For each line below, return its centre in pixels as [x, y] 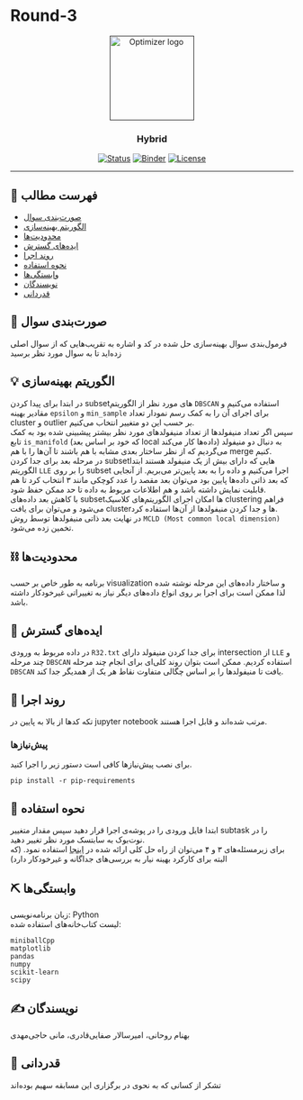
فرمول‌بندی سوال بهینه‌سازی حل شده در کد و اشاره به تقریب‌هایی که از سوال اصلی [149, 343]
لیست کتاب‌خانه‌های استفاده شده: [66, 924]
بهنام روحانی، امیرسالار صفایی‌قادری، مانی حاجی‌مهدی [100, 1035]
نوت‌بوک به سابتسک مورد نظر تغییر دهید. [78, 840]
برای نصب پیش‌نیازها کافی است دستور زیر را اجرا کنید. [101, 764]
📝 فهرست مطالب [54, 195]
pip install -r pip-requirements [73, 781]
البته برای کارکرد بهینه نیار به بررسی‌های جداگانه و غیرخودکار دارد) [119, 859]
